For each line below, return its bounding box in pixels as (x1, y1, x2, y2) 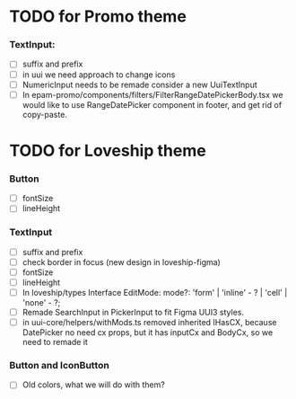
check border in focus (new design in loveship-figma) (22, 256, 222, 267)
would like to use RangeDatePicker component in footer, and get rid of (22, 99, 283, 110)
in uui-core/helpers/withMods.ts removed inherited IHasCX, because (22, 317, 277, 328)
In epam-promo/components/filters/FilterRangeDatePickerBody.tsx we (22, 89, 283, 100)
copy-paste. (22, 109, 67, 120)
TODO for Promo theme (9, 6, 187, 27)
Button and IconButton (9, 359, 109, 371)
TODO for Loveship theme (9, 140, 206, 161)
